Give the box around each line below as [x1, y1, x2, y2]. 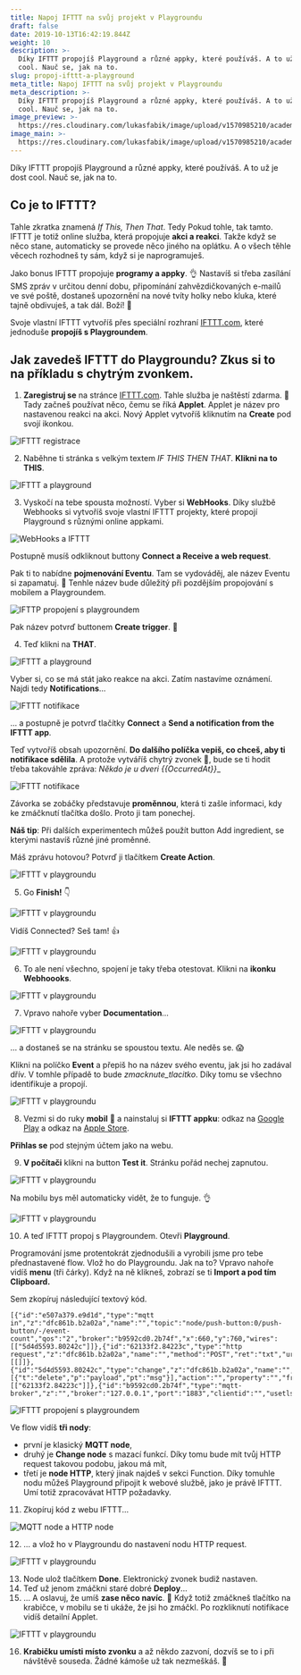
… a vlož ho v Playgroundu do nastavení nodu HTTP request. [22, 1539, 247, 1550]
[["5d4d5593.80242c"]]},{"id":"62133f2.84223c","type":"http [10, 1343, 243, 1351]
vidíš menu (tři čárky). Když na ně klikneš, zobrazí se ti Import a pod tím [10, 1267, 277, 1278]
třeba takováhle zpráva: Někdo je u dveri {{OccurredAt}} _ [10, 763, 222, 774]
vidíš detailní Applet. [22, 1612, 98, 1622]
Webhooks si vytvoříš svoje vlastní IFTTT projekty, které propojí [22, 507, 258, 518]
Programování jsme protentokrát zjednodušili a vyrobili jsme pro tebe [10, 1248, 263, 1258]
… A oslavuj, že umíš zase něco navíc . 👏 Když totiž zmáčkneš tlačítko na [22, 1593, 291, 1603]
